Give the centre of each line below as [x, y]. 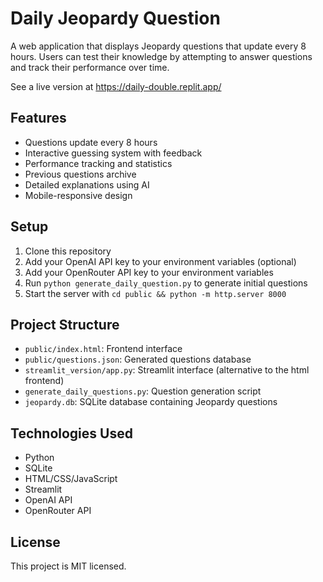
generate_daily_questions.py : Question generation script [143, 391]
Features [38, 118]
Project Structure [65, 324]
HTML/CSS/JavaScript [71, 479]
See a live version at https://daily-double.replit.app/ [116, 86]
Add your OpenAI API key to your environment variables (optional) [160, 261]
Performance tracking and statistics [98, 163]
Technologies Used [71, 433]
